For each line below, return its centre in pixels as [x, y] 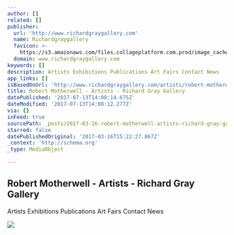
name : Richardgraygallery [51, 40]
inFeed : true [26, 117]
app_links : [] [28, 78]
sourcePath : [24, 123]
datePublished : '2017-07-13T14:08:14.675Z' [71, 98]
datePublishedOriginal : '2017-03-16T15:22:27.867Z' [84, 136]
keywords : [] [26, 65]
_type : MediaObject [36, 149]
